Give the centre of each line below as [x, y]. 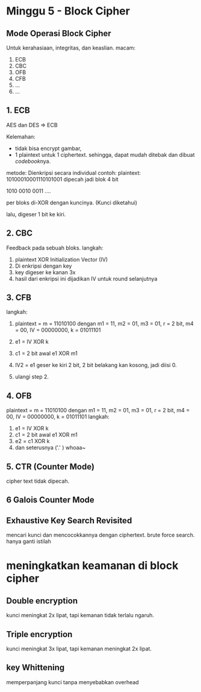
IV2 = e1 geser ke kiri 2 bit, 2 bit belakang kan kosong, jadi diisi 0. [96, 365]
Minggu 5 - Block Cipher [68, 11]
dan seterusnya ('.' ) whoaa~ [50, 448]
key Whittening [36, 668]
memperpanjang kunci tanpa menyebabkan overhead [73, 682]
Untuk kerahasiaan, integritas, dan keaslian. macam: [71, 48]
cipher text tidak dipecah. [38, 481]
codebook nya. [33, 161]
